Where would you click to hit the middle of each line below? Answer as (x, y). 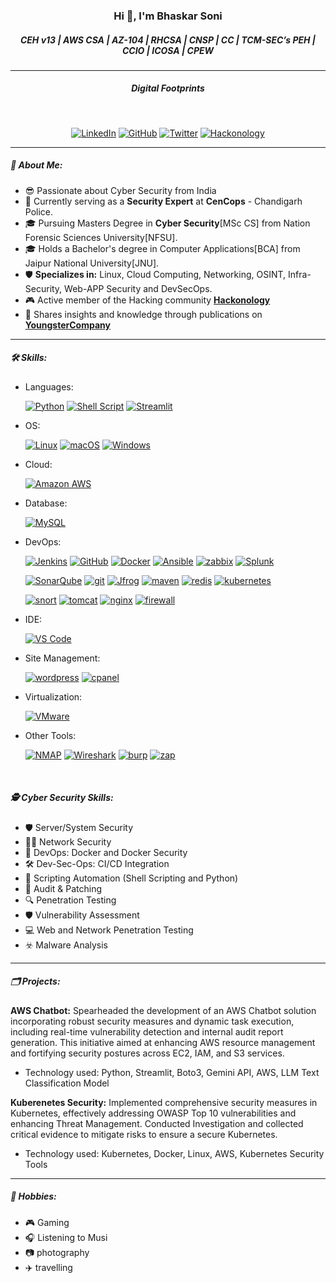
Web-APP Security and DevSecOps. (138, 288)
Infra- (300, 274)
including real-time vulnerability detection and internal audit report (147, 1031)
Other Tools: (50, 735)
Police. (39, 211)
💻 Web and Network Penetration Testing (109, 930)
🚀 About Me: (36, 165)
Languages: (49, 386)
